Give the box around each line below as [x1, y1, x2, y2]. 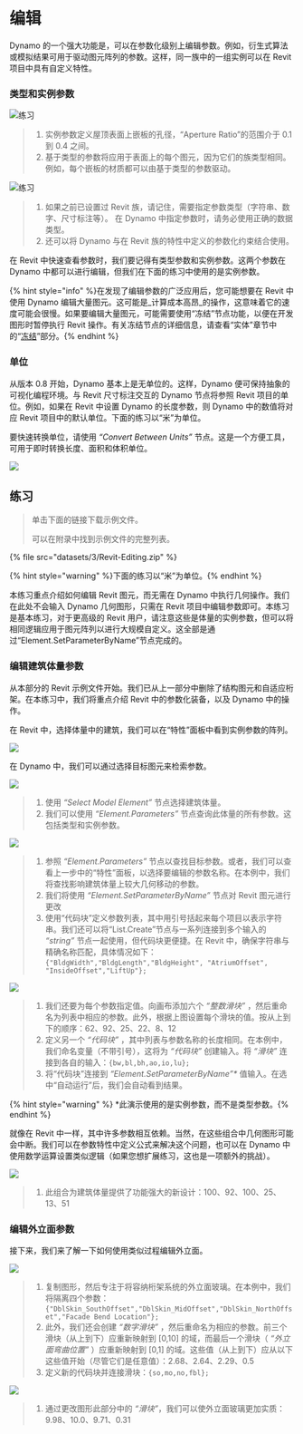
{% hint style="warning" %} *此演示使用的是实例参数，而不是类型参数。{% [9, 1099, 289, 1109]
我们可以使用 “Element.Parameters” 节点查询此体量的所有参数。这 [44, 808, 292, 819]
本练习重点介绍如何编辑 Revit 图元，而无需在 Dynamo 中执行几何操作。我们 [9, 590, 290, 601]
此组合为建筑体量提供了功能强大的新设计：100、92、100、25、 [44, 1187, 282, 1197]
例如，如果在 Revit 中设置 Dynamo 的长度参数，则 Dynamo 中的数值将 [24, 401, 286, 412]
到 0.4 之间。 [44, 140, 95, 151]
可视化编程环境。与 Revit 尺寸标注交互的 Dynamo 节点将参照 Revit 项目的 [9, 389, 281, 400]
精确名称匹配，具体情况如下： [44, 946, 156, 957]
